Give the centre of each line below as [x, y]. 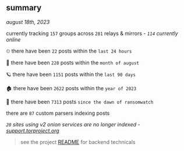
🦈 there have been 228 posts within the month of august [73, 63]
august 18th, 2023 [28, 22]
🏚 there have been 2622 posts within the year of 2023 [71, 88]
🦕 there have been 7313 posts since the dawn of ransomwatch [80, 102]
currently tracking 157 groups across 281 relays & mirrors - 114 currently [92, 33]
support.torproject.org [33, 131]
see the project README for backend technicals [78, 142]
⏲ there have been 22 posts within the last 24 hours [69, 51]
